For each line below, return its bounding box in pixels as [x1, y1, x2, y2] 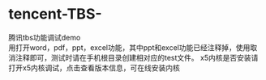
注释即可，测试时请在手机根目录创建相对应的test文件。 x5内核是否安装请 [15, 53, 259, 62]
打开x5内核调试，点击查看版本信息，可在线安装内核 [8, 62, 180, 73]
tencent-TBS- [8, 5, 103, 23]
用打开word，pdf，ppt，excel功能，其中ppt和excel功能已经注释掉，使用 [8, 42, 251, 53]
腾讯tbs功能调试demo [8, 32, 81, 42]
